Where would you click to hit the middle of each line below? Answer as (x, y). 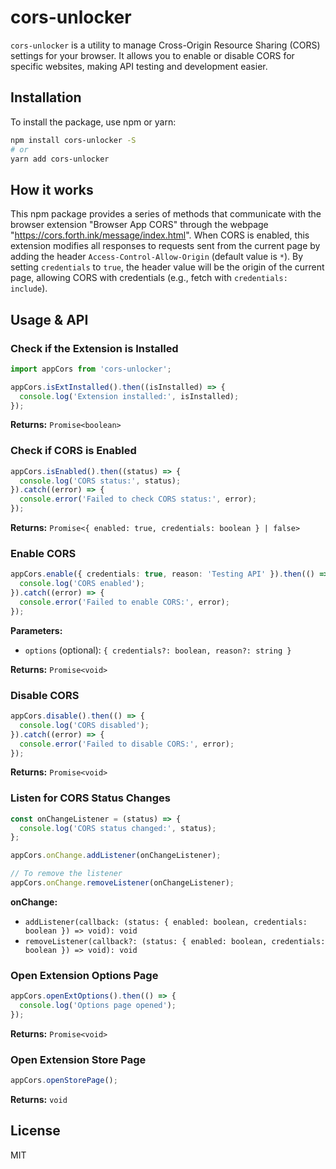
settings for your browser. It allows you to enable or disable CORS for (152, 55)
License (35, 1131)
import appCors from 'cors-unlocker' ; (91, 369)
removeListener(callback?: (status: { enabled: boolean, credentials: (175, 941)
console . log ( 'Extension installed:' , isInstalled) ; (129, 396)
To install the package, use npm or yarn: (93, 122)
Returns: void (39, 1100)
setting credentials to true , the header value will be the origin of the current (167, 267)
